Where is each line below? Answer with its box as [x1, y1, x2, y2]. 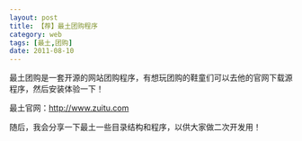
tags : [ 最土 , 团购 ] [9, 38, 74, 48]
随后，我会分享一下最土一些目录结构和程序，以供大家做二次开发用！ [9, 122, 262, 133]
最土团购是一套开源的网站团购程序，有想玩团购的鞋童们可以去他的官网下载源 [9, 73, 293, 84]
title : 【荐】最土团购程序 [9, 22, 99, 31]
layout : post [9, 13, 58, 22]
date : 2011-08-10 [9, 47, 75, 56]
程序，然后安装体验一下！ [9, 84, 104, 94]
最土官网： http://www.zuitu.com [9, 102, 129, 113]
